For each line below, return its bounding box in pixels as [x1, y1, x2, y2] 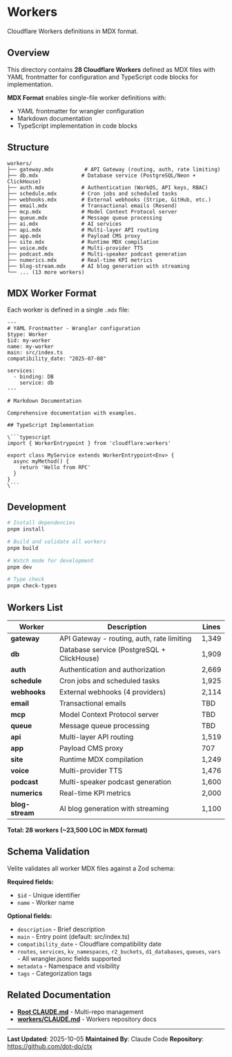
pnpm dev [7, 564, 32, 571]
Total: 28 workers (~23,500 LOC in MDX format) [7, 826, 148, 834]
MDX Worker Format [7, 287, 97, 299]
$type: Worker [7, 331, 48, 339]
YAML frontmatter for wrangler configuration [17, 106, 144, 115]
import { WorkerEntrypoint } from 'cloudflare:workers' [7, 440, 171, 447]
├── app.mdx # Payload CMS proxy [7, 232, 140, 239]
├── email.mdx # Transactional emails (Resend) [7, 202, 177, 209]
